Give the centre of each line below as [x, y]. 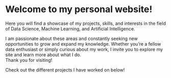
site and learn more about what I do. [43, 55]
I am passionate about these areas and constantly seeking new [71, 38]
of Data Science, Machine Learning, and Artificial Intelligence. [70, 28]
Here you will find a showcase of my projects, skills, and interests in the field [86, 23]
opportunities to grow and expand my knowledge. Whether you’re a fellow [83, 44]
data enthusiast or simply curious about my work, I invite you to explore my [84, 49]
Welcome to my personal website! [79, 9]
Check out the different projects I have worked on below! [65, 70]
